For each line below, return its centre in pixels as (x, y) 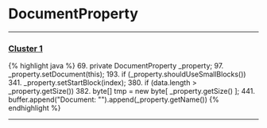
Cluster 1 (26, 48)
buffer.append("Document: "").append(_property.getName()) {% (114, 99)
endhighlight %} (35, 108)
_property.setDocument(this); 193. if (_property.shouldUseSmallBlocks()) (127, 74)
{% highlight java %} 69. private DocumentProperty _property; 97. (116, 66)
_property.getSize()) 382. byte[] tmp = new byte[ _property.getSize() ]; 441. (132, 91)
